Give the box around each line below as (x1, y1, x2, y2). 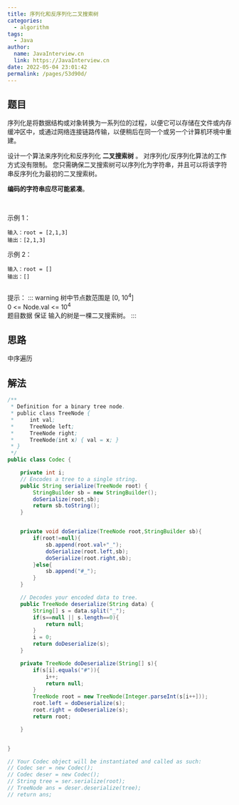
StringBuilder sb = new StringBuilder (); (33, 489, 158, 496)
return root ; (33, 713, 72, 720)
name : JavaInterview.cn (14, 51, 84, 58)
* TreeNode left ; (10, 422, 75, 430)
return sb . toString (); (33, 502, 100, 510)
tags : (7, 30, 23, 38)
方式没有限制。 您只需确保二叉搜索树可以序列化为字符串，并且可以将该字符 (7, 161, 228, 169)
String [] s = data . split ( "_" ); (33, 607, 126, 614)
